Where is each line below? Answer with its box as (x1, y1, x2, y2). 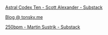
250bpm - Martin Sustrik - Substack (5, 24, 81, 30)
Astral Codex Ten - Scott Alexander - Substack (5, 5, 103, 10)
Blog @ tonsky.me (5, 14, 43, 20)
